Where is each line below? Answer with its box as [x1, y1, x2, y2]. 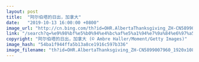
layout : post [6, 8, 38, 15]
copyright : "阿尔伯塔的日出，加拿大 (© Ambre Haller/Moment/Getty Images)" [6, 36, 188, 42]
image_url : [6, 25, 33, 31]
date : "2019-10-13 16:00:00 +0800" [6, 19, 99, 25]
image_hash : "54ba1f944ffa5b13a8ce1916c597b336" [6, 42, 129, 48]
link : [6, 31, 20, 37]
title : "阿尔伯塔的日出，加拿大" [6, 14, 82, 20]
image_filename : [6, 47, 46, 53]
